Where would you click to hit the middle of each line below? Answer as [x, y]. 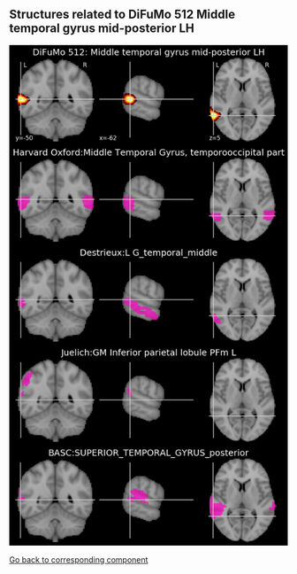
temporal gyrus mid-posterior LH [102, 29]
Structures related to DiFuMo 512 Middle [122, 15]
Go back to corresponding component [79, 560]
